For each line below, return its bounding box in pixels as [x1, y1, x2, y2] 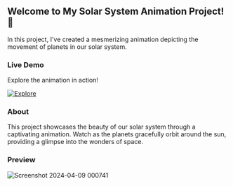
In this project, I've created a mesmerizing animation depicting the [7, 35, 199, 43]
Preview [7, 155, 36, 165]
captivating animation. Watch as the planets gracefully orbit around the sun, [7, 130, 227, 138]
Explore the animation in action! [7, 76, 98, 85]
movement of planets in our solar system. [7, 42, 128, 51]
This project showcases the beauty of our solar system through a [7, 122, 196, 131]
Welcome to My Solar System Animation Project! [7, 6, 225, 17]
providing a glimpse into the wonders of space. [7, 138, 144, 146]
